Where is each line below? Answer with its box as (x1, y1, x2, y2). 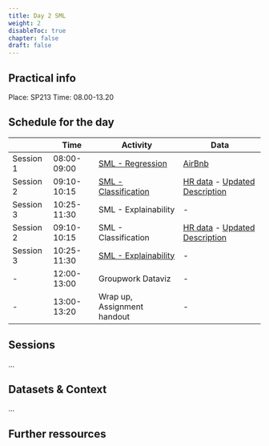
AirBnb (183, 158, 210, 169)
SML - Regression (98, 158, 168, 169)
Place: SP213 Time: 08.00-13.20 (8, 92, 114, 102)
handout (98, 311, 130, 322)
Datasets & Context (8, 382, 107, 396)
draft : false (8, 42, 52, 50)
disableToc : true (8, 26, 66, 34)
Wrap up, (98, 291, 134, 302)
